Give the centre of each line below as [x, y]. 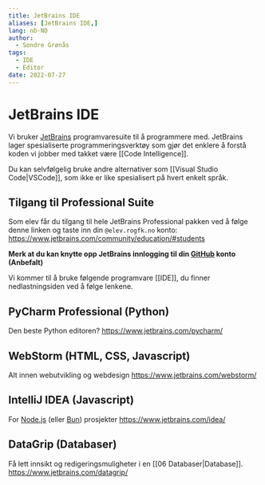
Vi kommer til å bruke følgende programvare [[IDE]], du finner [109, 278]
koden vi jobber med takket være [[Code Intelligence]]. [99, 153]
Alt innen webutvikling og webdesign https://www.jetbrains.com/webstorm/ [132, 375]
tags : [17, 53]
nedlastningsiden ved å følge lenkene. [71, 286]
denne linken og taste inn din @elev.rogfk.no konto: [93, 230]
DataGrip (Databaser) [63, 445]
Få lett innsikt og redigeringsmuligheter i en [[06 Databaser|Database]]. [126, 463]
